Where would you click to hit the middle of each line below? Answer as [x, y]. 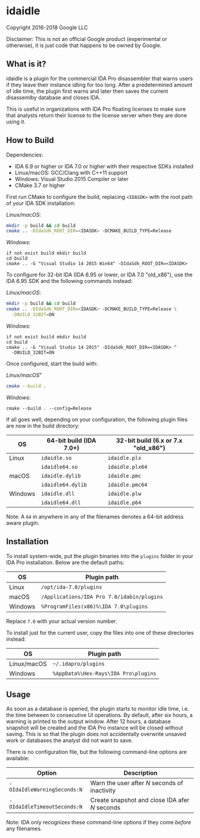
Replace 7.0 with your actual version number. [62, 621]
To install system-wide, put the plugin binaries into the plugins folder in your [100, 556]
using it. [16, 122]
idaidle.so [56, 458]
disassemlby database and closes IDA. [54, 97]
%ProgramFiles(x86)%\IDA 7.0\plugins [94, 606]
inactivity [103, 790]
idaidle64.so [59, 467]
